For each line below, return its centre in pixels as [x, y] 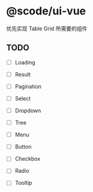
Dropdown [28, 110]
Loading [25, 62]
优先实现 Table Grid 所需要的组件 [47, 28]
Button [23, 147]
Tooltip [23, 183]
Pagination [28, 86]
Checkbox [28, 159]
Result [23, 74]
